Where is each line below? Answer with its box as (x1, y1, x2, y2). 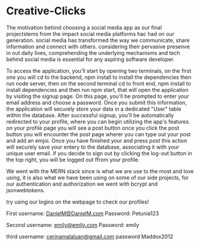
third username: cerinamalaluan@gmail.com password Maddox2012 (6, 233, 174, 240)
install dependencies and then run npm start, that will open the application (6, 86, 189, 93)
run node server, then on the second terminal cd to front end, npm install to (6, 79, 191, 87)
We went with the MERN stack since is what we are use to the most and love (6, 167, 194, 174)
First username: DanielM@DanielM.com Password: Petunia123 (6, 210, 159, 217)
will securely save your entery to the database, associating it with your (6, 143, 180, 150)
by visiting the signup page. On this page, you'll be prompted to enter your (6, 93, 189, 100)
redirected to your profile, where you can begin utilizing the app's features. (6, 118, 190, 125)
